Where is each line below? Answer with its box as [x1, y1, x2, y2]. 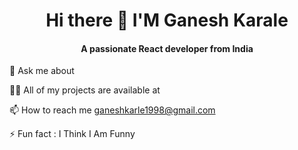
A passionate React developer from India [80, 42, 254, 54]
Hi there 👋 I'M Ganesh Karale [45, 9, 289, 32]
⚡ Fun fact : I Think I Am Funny [9, 128, 136, 140]
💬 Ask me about [9, 65, 75, 77]
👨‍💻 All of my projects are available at [9, 84, 161, 96]
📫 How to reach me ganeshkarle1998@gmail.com [9, 104, 216, 116]
